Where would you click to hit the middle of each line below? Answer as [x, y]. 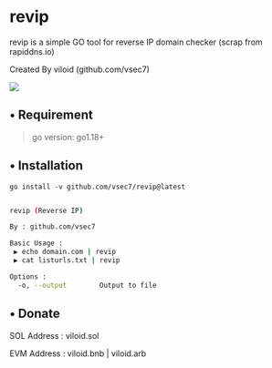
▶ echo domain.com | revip [65, 252]
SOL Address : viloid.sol [54, 335]
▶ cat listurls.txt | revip [67, 261]
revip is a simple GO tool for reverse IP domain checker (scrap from [136, 42]
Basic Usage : [37, 243]
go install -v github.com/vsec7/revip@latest [97, 187]
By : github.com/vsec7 [52, 227]
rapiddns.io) [32, 51]
